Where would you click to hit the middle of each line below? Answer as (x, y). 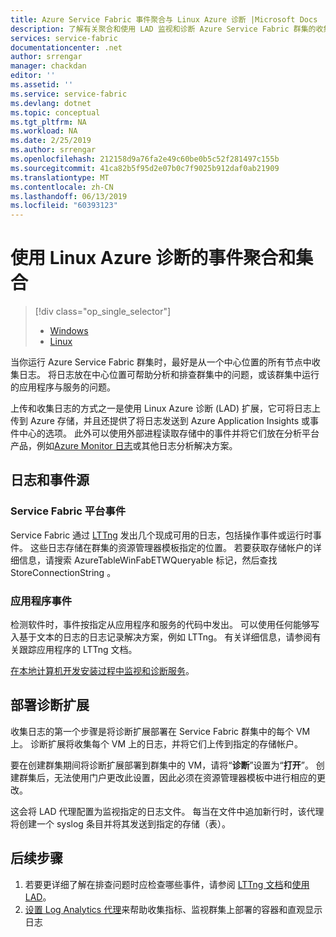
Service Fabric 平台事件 (68, 511)
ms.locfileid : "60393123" (64, 206)
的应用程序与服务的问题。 (63, 387)
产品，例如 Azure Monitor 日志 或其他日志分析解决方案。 (124, 446)
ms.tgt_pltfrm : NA (48, 122)
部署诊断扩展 (50, 705)
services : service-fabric (64, 38)
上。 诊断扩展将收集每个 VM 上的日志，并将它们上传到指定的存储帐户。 (157, 743)
